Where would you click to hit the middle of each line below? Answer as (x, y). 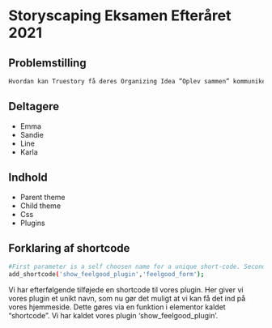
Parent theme (43, 197)
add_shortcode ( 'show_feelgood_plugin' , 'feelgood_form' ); (106, 275)
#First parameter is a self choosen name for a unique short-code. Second (137, 267)
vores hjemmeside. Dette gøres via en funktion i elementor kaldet (117, 307)
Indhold (28, 178)
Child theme (40, 206)
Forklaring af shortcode (69, 248)
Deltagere (34, 106)
